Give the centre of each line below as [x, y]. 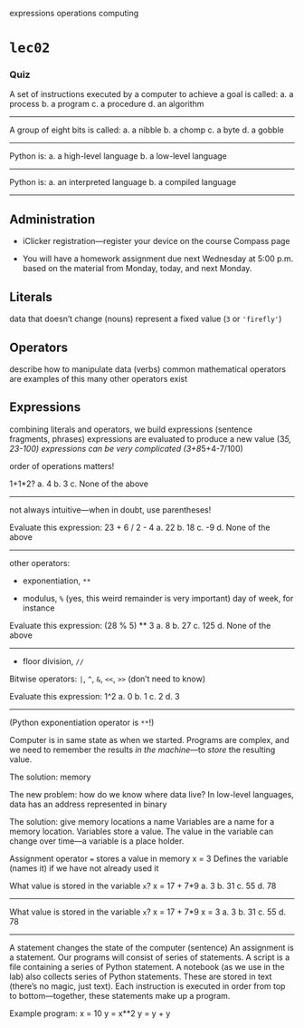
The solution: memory [50, 777]
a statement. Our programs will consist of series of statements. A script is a [150, 957]
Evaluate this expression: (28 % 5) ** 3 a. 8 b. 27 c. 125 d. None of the [140, 625]
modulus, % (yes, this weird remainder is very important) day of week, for [158, 598]
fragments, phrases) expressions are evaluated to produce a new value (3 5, [151, 438]
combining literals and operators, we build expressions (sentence [131, 429]
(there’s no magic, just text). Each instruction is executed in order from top [147, 986]
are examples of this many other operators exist [99, 378]
